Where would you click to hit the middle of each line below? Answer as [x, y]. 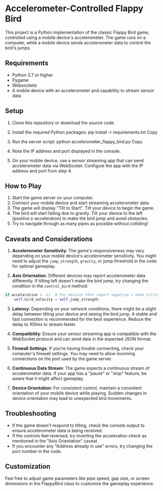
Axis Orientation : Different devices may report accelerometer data [79, 276]
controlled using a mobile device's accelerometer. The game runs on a [75, 38]
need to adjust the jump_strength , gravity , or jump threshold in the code [84, 261]
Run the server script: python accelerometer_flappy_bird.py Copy [77, 141]
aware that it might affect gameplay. [48, 378]
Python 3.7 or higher [33, 75]
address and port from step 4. [42, 170]
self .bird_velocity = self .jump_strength [56, 300]
